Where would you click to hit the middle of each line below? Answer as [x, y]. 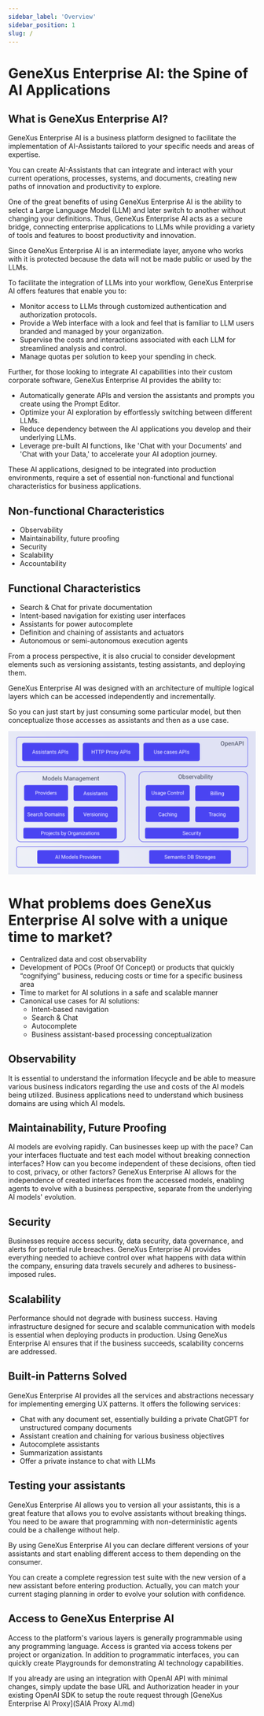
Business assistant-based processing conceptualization [121, 1034]
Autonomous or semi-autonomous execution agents [104, 641]
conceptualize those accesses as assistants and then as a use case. [119, 720]
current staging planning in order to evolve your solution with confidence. [127, 1594]
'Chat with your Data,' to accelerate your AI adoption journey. [118, 454]
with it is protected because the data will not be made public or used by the [130, 259]
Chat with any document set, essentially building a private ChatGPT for [134, 1419]
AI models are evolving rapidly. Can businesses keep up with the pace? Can [131, 1147]
